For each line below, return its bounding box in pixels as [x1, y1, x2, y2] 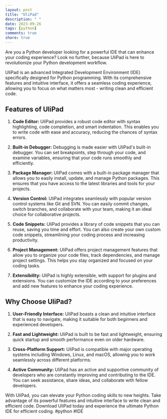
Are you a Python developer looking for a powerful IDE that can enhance [5, 49, 154, 55]
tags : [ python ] [5, 26, 37, 31]
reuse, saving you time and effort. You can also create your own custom [12, 226, 161, 232]
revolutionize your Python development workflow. [5, 60, 107, 66]
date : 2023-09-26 [5, 21, 41, 27]
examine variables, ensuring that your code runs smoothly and [12, 155, 141, 161]
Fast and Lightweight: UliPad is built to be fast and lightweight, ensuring [12, 331, 162, 337]
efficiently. [12, 160, 34, 166]
